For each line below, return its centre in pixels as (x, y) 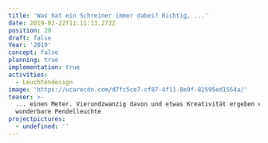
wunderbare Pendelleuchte (59, 112)
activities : (28, 75)
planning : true (33, 60)
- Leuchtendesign (44, 82)
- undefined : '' (42, 126)
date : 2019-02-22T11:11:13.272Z (62, 23)
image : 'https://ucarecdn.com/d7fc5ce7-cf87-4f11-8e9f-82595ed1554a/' (128, 89)
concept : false (33, 52)
